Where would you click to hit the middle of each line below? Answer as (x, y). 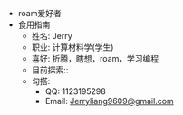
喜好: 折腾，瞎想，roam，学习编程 (95, 58)
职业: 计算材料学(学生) (72, 47)
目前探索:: (50, 70)
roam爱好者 (39, 13)
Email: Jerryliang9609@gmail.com (109, 101)
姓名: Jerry (52, 36)
